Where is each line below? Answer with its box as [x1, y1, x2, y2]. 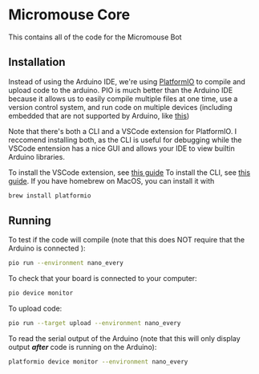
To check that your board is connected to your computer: [8, 274, 198, 283]
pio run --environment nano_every [8, 259, 124, 267]
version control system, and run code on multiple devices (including [8, 102, 233, 112]
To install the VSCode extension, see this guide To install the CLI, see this [8, 167, 251, 177]
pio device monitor [8, 289, 74, 298]
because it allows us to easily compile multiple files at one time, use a [8, 94, 238, 104]
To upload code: [8, 303, 63, 314]
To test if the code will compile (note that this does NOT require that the [8, 235, 245, 245]
